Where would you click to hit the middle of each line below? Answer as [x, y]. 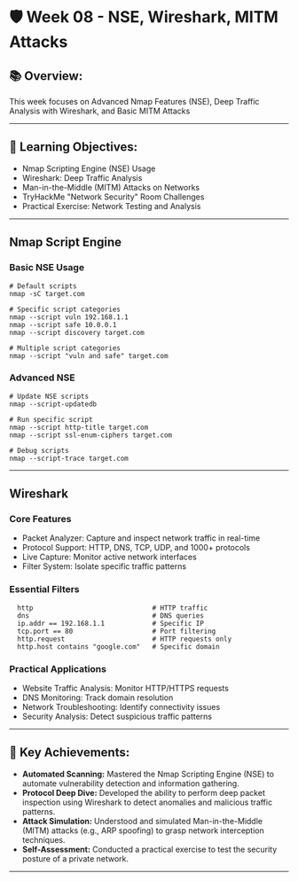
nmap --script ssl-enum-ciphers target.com [91, 435]
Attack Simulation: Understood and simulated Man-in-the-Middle [142, 821]
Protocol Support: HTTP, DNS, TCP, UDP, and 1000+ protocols [136, 548]
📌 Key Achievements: [70, 753]
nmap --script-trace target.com [69, 458]
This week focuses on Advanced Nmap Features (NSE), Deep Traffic [134, 101]
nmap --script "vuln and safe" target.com [89, 355]
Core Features [40, 519]
